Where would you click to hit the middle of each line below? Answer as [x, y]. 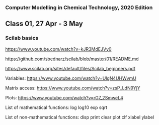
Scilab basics [22, 38]
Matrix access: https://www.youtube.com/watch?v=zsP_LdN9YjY [73, 88]
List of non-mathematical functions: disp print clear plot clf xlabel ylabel [80, 117]
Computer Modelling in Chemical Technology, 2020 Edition [79, 8]
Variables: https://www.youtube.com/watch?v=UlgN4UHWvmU [71, 78]
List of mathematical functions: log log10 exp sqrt [56, 107]
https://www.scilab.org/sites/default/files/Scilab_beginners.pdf [70, 68]
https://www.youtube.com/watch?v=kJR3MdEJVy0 [58, 49]
